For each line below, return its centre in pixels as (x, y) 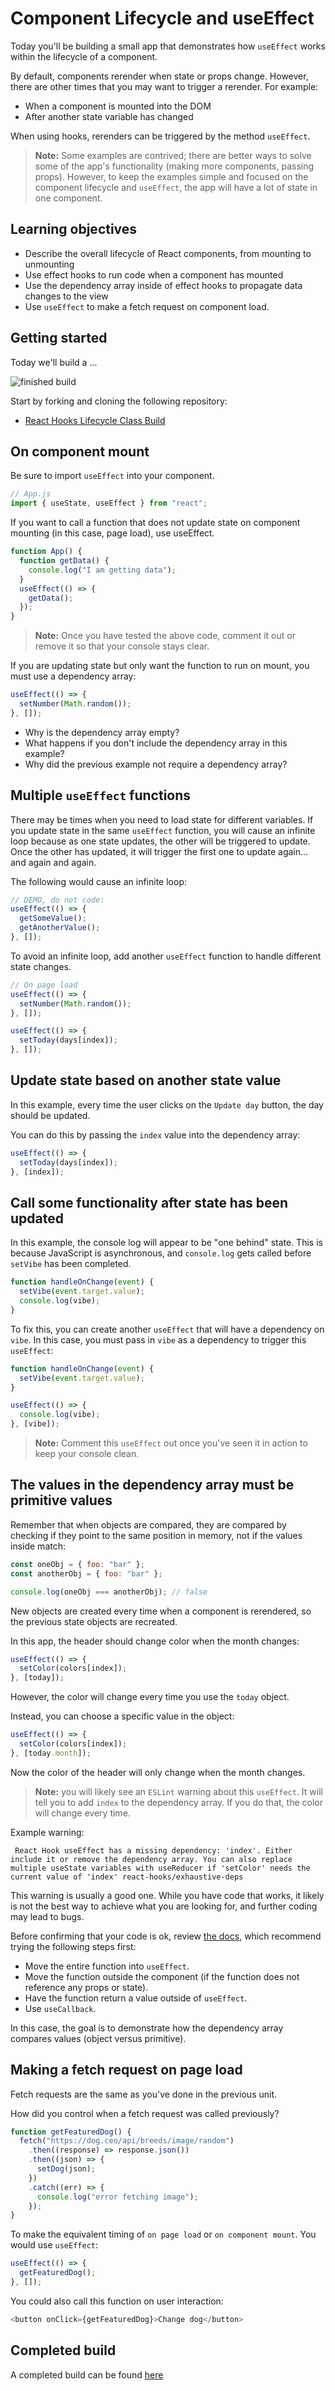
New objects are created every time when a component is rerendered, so (161, 1611)
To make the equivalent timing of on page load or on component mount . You (163, 2234)
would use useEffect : (54, 2245)
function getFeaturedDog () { (71, 2132)
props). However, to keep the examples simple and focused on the (171, 176)
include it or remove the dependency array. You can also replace (151, 1859)
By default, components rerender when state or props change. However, (159, 76)
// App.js (31, 494)
